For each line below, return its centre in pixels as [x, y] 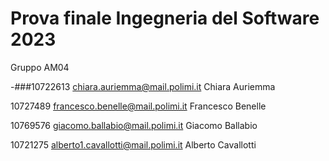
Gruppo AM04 [40, 67]
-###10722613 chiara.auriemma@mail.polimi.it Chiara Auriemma [143, 86]
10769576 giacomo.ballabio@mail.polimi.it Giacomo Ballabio [134, 125]
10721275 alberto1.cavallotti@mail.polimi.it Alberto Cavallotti [133, 144]
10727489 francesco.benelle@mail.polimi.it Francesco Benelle [138, 106]
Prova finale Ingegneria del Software [165, 18]
